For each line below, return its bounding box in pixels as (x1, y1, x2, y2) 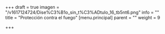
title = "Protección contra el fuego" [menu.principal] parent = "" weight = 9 (5, 15, 160, 20)
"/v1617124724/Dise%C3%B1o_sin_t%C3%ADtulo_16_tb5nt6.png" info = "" (5, 9, 159, 15)
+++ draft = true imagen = (5, 4, 59, 10)
